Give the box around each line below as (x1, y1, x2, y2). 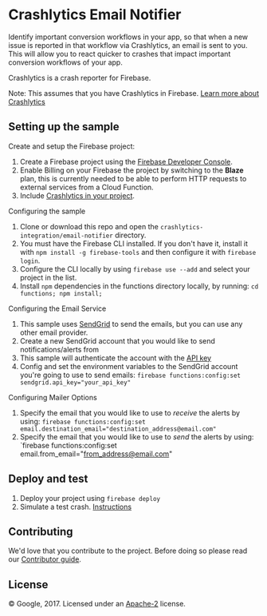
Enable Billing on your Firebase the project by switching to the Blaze (19, 165, 245, 175)
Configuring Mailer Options (8, 392, 97, 402)
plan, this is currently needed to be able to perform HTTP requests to (19, 173, 247, 183)
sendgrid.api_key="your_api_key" (19, 378, 132, 387)
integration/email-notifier (19, 232, 113, 240)
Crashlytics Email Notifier (8, 6, 182, 24)
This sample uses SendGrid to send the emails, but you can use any (19, 319, 243, 328)
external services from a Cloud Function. (19, 182, 154, 192)
